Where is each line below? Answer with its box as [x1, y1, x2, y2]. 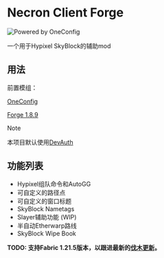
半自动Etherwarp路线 [16, 222, 77, 230]
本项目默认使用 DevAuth [7, 138, 73, 146]
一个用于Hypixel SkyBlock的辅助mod [7, 41, 111, 50]
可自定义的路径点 [16, 188, 66, 197]
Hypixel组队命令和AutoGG [16, 180, 91, 188]
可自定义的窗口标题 [16, 197, 72, 205]
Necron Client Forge [7, 5, 124, 21]
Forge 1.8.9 [7, 110, 39, 118]
